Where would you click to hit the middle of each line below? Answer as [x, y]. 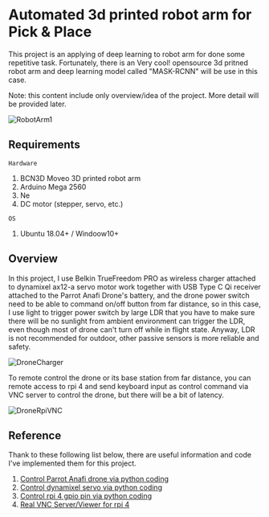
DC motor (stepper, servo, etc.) [71, 203]
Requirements [44, 145]
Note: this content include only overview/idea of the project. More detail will [134, 95]
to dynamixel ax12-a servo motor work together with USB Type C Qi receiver [134, 286]
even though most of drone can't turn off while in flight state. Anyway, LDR [132, 329]
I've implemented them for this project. [72, 463]
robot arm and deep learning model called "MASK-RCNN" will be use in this [133, 71]
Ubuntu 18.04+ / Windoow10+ [69, 233]
